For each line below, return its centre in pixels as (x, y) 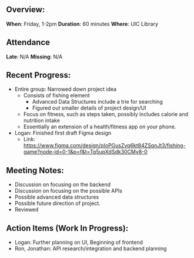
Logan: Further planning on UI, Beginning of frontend (78, 242)
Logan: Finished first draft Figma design (63, 133)
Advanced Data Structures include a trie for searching (97, 102)
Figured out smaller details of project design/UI (89, 108)
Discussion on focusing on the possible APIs (68, 191)
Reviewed (26, 210)
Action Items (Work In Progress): (67, 228)
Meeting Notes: (35, 170)
